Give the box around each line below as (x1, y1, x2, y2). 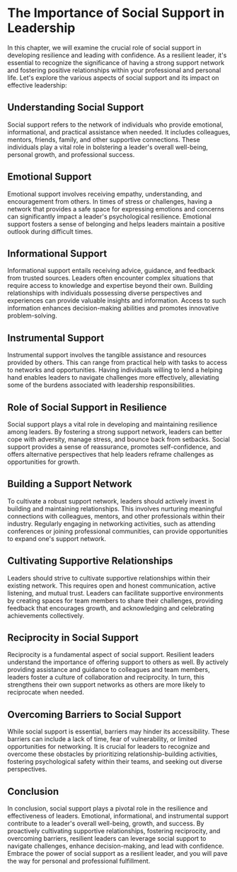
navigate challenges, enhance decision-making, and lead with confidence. (7, 842, 224, 850)
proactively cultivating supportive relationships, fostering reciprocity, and (7, 827, 221, 835)
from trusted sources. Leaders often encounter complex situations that (7, 274, 214, 282)
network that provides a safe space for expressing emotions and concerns (7, 204, 225, 213)
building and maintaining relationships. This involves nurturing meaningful (7, 504, 223, 513)
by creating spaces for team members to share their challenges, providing (7, 596, 224, 605)
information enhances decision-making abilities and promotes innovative (7, 304, 219, 313)
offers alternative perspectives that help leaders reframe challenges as (7, 450, 214, 458)
